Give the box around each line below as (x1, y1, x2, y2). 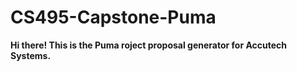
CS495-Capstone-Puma (10, 6, 217, 29)
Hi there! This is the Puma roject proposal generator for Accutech (10, 39, 287, 51)
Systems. (10, 49, 52, 61)
